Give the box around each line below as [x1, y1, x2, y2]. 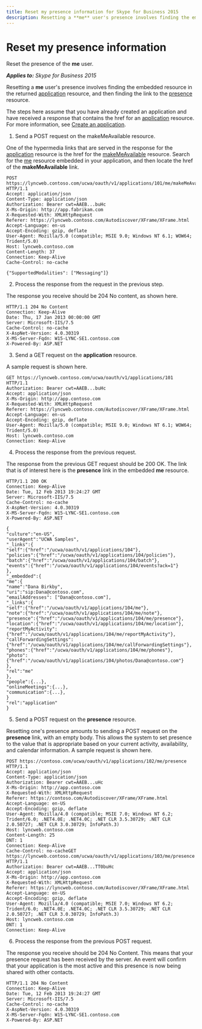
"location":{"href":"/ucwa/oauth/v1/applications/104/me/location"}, [6, 621, 185, 627]
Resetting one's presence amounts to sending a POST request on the [6, 728, 177, 735]
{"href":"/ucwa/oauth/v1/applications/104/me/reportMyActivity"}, [6, 631, 176, 638]
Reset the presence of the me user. [6, 60, 94, 68]
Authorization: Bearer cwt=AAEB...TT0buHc [6, 864, 114, 870]
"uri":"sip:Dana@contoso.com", [6, 589, 85, 596]
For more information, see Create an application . [6, 121, 126, 128]
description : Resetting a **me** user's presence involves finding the [6, 14, 189, 20]
